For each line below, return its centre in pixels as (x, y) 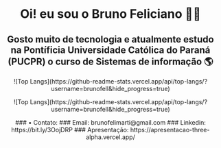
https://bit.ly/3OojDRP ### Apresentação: (70, 130)
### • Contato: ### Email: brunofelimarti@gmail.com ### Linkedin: (110, 122)
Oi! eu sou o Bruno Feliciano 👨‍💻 (110, 14)
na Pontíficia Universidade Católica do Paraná (110, 50)
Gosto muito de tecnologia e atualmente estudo (110, 39)
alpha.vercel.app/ (110, 137)
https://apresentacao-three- (170, 130)
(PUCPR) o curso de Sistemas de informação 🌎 (110, 61)
